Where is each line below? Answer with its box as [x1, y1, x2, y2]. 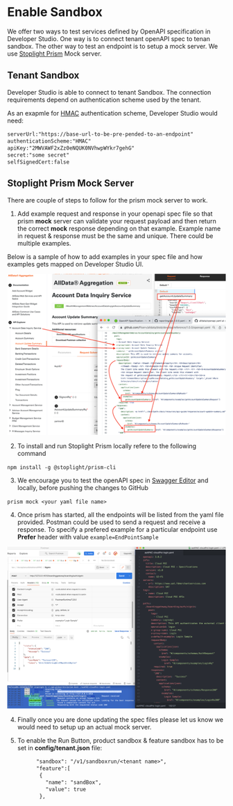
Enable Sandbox [7, 4, 103, 20]
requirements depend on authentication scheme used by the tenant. [7, 95, 202, 104]
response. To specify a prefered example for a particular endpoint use [17, 526, 218, 534]
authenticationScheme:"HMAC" [7, 137, 92, 145]
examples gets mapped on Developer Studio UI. [7, 260, 144, 268]
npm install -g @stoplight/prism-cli [7, 464, 116, 471]
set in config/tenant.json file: [17, 743, 103, 752]
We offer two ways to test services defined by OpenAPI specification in [7, 27, 211, 35]
